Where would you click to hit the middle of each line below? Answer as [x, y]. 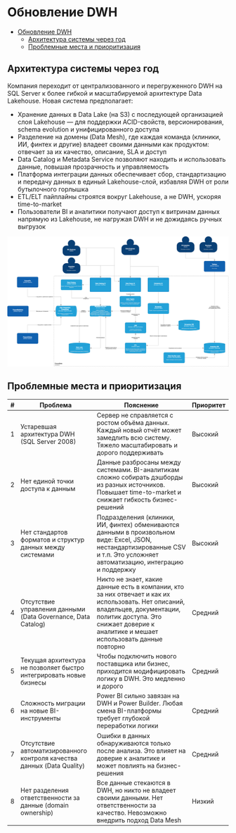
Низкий [203, 801]
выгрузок [32, 227]
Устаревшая [39, 426]
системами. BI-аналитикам [138, 470]
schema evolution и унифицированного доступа [88, 129]
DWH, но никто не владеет [136, 790]
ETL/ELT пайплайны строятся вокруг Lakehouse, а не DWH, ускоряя [119, 196]
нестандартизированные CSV [141, 547]
